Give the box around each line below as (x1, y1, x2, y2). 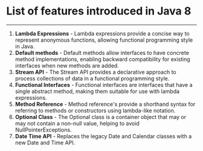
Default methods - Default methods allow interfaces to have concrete (14, 49, 189, 56)
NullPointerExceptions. (14, 126, 72, 133)
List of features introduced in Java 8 (6, 4, 192, 18)
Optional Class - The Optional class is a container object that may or (14, 113, 187, 120)
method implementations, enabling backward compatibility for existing (14, 56, 190, 63)
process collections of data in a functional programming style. (14, 74, 170, 82)
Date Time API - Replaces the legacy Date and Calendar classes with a (14, 132, 192, 140)
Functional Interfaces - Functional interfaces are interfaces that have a (14, 81, 193, 88)
